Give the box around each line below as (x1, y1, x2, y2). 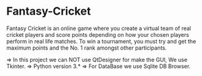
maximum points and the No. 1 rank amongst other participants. (6, 44, 167, 51)
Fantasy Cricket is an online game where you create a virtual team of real (6, 25, 192, 32)
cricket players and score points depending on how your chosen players (6, 31, 189, 38)
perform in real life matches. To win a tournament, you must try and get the (6, 37, 196, 45)
